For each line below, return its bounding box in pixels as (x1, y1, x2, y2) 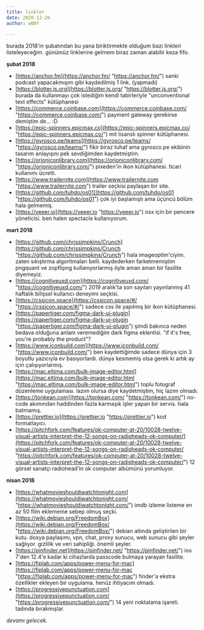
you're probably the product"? (15, 336, 91, 343)
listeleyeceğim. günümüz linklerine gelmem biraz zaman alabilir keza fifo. (6, 49, 190, 56)
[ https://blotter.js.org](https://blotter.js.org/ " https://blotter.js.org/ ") (15, 85, 183, 93)
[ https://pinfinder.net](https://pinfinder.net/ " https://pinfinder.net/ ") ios (15, 547, 192, 554)
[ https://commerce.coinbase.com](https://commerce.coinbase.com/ (15, 105, 187, 112)
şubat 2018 (6, 60, 35, 68)
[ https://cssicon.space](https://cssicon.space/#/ (15, 297, 137, 304)
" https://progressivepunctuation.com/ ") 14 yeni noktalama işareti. (15, 598, 180, 606)
